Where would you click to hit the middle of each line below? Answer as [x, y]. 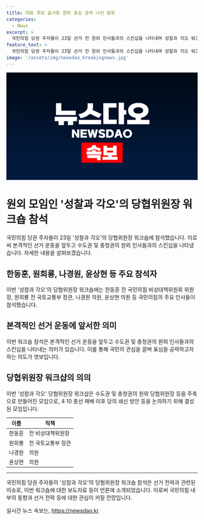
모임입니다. [26, 409]
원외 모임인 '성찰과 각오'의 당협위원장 [93, 204]
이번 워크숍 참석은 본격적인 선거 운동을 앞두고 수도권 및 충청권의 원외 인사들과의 [100, 341]
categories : [21, 19]
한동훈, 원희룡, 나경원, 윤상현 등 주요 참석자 [82, 274]
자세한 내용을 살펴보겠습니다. [58, 253]
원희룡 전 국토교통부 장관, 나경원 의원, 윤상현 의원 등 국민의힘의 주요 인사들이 [105, 297]
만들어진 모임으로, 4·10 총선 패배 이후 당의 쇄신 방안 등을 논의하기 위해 [100, 401]
